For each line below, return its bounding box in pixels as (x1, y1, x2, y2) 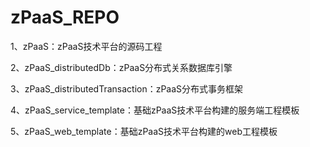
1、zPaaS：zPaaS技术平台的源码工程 (10, 40, 163, 52)
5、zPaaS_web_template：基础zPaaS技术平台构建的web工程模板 (10, 125, 278, 137)
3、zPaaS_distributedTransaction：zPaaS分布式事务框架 (10, 82, 244, 95)
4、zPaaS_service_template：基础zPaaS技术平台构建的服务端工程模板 (10, 104, 300, 116)
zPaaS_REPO (10, 6, 120, 29)
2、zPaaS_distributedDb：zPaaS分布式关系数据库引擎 (10, 61, 233, 73)
